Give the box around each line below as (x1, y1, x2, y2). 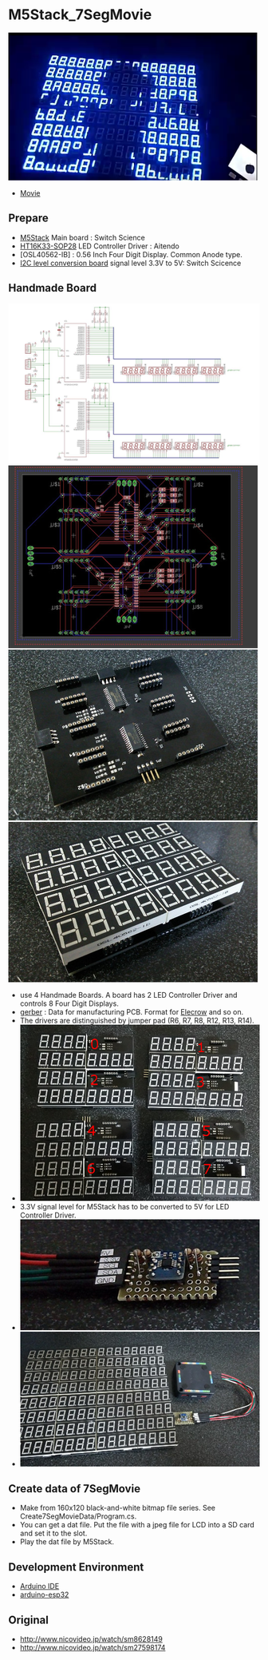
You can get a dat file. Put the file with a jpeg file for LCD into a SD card (19, 1520, 255, 1530)
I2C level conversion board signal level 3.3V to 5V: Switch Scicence (19, 258, 242, 268)
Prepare (8, 212, 49, 225)
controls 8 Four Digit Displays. (19, 999, 120, 1008)
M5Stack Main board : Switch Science (19, 232, 145, 242)
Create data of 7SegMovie (8, 1482, 141, 1495)
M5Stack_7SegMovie (8, 6, 152, 24)
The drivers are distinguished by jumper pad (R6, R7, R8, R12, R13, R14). (19, 1015, 255, 1025)
